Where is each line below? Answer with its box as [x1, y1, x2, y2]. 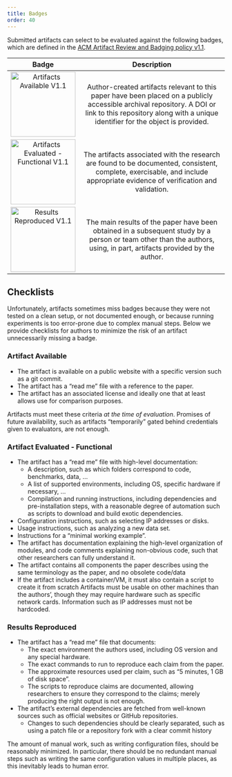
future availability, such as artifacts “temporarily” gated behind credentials [7, 417, 219, 426]
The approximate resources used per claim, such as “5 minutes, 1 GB [27, 667, 224, 676]
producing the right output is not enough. [27, 697, 145, 706]
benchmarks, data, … [27, 472, 88, 480]
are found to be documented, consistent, [86, 158, 218, 168]
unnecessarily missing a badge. [7, 334, 98, 342]
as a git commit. [17, 374, 64, 383]
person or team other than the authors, [89, 234, 215, 244]
